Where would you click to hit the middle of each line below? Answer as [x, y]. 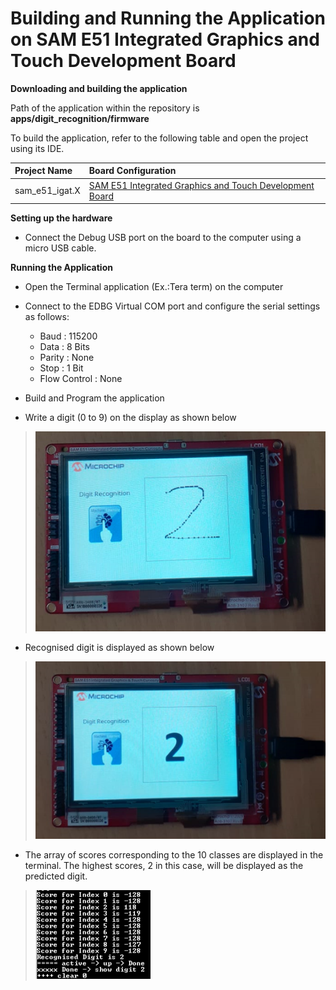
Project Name [43, 171]
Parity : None [67, 358]
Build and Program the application [94, 398]
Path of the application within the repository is [105, 108]
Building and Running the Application [168, 18]
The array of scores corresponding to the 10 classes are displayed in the [174, 854]
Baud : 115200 [68, 336]
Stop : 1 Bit [61, 368]
